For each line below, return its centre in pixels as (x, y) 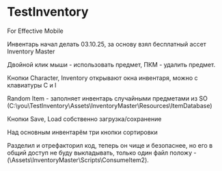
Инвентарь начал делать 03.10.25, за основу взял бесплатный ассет (107, 44)
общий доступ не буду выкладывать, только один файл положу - (102, 153)
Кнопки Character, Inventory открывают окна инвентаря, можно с (102, 78)
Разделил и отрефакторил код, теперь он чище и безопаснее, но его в (110, 145)
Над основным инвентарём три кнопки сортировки (83, 132)
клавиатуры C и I (32, 85)
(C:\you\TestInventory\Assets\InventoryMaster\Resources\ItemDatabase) (110, 105)
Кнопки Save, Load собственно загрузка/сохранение (84, 119)
